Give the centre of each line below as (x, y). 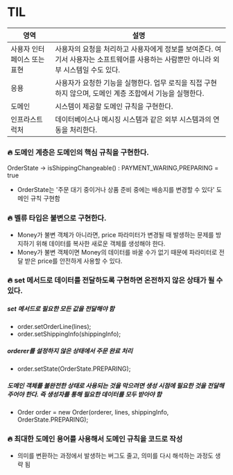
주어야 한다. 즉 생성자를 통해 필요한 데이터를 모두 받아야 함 (85, 394)
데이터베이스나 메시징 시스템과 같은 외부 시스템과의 (133, 119)
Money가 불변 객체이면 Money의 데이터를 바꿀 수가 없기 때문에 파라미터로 (117, 252)
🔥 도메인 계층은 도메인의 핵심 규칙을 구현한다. (78, 152)
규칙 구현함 (45, 198)
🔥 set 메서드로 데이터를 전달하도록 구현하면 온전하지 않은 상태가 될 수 (115, 280)
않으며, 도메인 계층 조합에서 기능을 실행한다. (137, 93)
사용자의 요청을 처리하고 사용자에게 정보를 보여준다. (134, 49)
